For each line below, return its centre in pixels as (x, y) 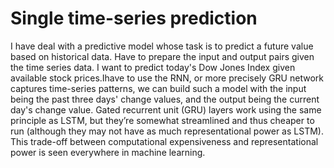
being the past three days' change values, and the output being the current (165, 99)
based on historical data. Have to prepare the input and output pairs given (162, 56)
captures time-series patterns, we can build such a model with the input (158, 88)
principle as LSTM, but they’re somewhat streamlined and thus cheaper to (162, 120)
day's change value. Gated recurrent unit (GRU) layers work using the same (166, 109)
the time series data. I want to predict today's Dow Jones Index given (153, 67)
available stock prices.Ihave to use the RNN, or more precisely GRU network (167, 78)
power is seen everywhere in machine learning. (108, 152)
